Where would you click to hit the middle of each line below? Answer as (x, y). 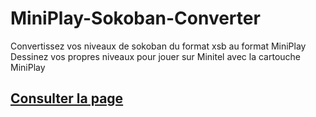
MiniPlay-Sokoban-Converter (135, 18)
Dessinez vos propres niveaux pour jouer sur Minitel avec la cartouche (156, 56)
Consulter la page (67, 98)
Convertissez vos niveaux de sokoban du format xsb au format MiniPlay (158, 46)
